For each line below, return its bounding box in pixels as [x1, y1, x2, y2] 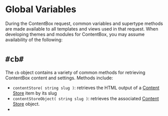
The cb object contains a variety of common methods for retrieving [5, 69, 146, 75]
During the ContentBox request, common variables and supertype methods [5, 20, 163, 26]
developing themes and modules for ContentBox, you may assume [5, 31, 145, 37]
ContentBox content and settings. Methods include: [5, 75, 114, 81]
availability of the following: [5, 37, 63, 43]
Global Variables [5, 4, 76, 15]
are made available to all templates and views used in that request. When [5, 25, 159, 32]
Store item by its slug [12, 90, 57, 96]
